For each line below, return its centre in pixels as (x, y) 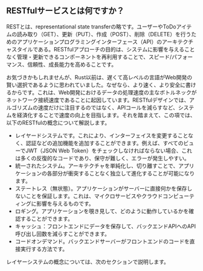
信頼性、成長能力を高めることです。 (72, 64)
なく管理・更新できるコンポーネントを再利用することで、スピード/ (89, 57)
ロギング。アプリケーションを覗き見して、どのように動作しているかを (102, 211)
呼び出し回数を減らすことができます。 (63, 233)
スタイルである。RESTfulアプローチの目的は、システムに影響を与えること (103, 49)
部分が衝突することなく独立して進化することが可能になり (124, 173)
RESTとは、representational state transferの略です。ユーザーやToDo (91, 27)
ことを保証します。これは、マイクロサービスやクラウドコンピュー (108, 196)
